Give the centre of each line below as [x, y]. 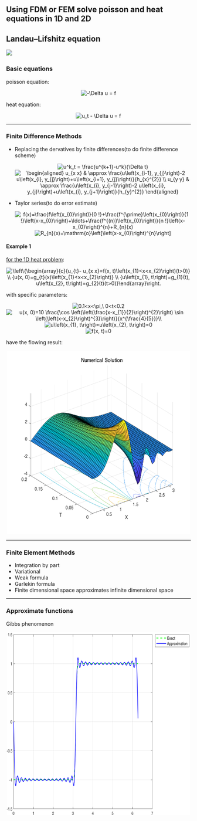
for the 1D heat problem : [35, 259]
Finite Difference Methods [44, 136]
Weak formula [31, 578]
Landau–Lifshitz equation [53, 38]
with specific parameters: [37, 295]
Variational [28, 572]
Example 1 [18, 246]
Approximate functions [40, 611]
